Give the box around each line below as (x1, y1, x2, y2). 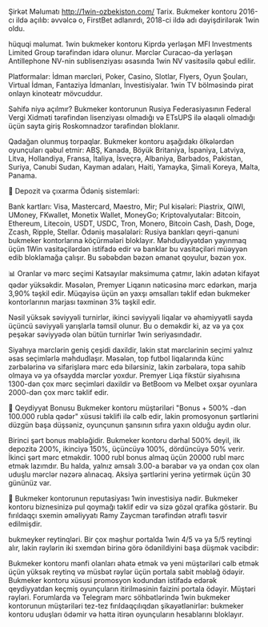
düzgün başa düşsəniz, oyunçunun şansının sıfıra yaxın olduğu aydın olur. (8, 420, 251, 429)
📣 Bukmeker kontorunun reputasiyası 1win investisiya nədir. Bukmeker (8, 493, 238, 503)
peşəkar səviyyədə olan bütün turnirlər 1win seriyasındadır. (8, 329, 202, 339)
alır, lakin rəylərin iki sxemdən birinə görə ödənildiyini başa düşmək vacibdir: (8, 543, 259, 553)
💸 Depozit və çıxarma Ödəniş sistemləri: (8, 186, 140, 195)
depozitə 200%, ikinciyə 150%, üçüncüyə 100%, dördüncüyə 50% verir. (8, 444, 246, 453)
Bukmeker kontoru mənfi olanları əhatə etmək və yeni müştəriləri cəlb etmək (8, 559, 259, 568)
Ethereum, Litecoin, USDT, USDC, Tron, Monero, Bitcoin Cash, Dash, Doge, (8, 219, 255, 228)
